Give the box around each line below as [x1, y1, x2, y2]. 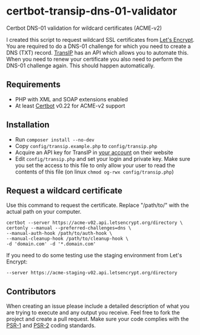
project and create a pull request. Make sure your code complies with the [6, 316, 189, 323]
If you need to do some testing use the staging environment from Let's [6, 252, 182, 259]
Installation [6, 120, 50, 130]
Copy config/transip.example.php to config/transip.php [15, 142, 158, 149]
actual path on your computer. [6, 208, 82, 215]
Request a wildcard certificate [6, 185, 123, 195]
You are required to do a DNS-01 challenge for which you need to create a [6, 42, 191, 50]
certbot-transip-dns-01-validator [6, 4, 178, 18]
